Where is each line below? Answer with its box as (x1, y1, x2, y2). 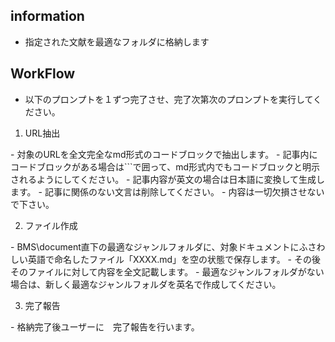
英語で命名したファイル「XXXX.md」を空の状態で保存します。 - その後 (27, 253, 321, 265)
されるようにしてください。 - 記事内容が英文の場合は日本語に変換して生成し (10, 173, 326, 185)
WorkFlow (10, 65, 76, 83)
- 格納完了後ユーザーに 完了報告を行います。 (10, 320, 200, 333)
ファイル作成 (24, 219, 78, 231)
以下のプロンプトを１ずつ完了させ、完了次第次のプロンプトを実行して (24, 93, 314, 105)
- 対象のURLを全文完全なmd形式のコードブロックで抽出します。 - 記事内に (10, 148, 318, 160)
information (10, 8, 85, 25)
